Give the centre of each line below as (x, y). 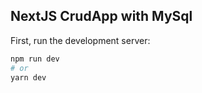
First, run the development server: (80, 40)
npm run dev (35, 59)
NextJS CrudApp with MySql (101, 16)
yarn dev (28, 77)
